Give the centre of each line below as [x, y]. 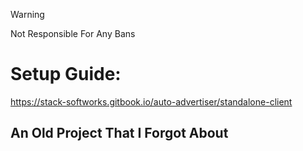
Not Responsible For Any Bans [73, 33]
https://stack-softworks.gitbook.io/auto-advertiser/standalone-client [151, 101]
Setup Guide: [66, 74]
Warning [27, 14]
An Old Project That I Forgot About [119, 133]
